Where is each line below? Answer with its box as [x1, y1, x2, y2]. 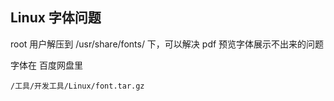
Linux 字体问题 [10, 9, 102, 27]
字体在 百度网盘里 [10, 59, 83, 71]
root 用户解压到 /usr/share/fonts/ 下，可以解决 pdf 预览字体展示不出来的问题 [10, 38, 325, 50]
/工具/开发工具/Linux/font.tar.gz [10, 81, 145, 91]
